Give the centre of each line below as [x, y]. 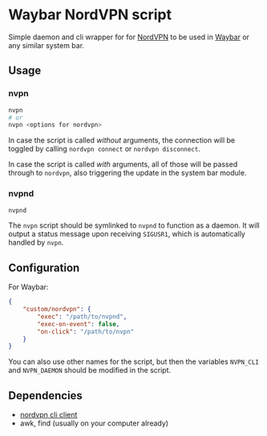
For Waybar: [28, 287]
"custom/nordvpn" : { [57, 309]
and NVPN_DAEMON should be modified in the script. [90, 370]
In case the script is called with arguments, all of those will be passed [123, 164]
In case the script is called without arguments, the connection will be [122, 140]
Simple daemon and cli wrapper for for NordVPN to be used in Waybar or [129, 37]
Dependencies [45, 396]
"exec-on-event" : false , [79, 324]
